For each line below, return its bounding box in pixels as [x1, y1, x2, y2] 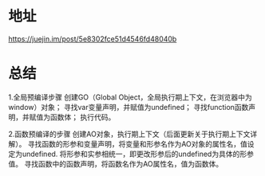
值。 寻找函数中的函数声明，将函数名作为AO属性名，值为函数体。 [8, 158, 223, 168]
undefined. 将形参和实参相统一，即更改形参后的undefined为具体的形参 [22, 149, 254, 158]
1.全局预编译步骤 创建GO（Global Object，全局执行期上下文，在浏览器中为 [8, 92, 253, 102]
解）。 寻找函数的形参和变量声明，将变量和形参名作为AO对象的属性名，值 [8, 139, 247, 148]
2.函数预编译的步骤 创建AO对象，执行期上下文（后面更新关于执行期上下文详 [8, 129, 258, 139]
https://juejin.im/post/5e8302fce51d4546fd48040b [8, 33, 177, 44]
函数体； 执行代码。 [49, 112, 116, 122]
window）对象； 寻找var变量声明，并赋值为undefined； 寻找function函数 [8, 102, 249, 111]
